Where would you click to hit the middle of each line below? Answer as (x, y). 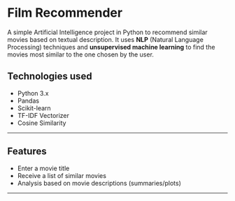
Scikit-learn (34, 108)
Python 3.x (33, 93)
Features (27, 151)
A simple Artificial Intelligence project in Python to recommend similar (107, 32)
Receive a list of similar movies (62, 175)
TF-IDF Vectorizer (43, 115)
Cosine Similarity (42, 123)
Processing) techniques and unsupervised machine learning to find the (111, 47)
